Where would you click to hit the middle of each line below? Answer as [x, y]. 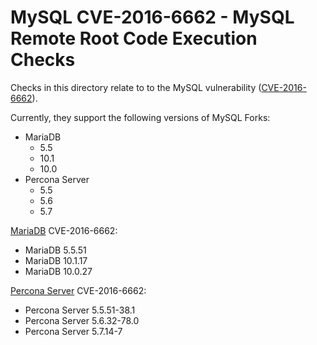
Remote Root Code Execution [134, 38]
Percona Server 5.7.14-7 [73, 331]
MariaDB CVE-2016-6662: [64, 230]
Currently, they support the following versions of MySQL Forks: [140, 117]
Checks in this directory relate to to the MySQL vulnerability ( [136, 87]
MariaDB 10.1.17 [56, 260]
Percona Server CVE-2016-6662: [78, 290]
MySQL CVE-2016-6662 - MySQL [152, 17]
